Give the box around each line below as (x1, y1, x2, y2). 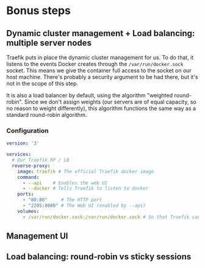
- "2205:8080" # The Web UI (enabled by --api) (22, 203, 146, 209)
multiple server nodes (6, 37, 92, 48)
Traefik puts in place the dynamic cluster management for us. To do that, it (6, 54, 194, 61)
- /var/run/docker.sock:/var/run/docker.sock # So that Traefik (22, 214, 190, 220)
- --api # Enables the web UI (22, 180, 108, 186)
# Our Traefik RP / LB (12, 157, 70, 163)
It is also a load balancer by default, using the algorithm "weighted (6, 92, 173, 99)
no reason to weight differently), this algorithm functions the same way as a (6, 105, 196, 112)
